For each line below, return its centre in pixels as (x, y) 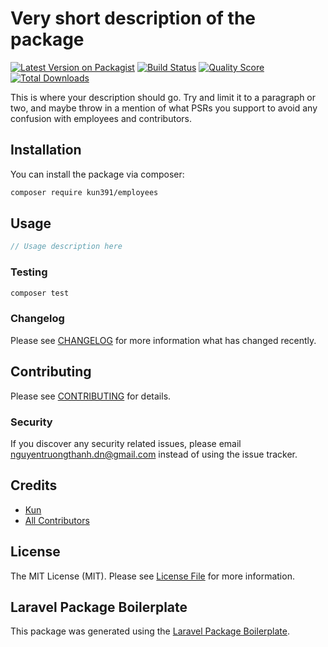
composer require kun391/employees (84, 192)
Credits (34, 485)
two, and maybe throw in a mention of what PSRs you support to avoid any (164, 108)
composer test (40, 293)
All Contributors (57, 520)
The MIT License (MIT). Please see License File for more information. (152, 576)
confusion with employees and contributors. (101, 118)
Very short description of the (133, 18)
